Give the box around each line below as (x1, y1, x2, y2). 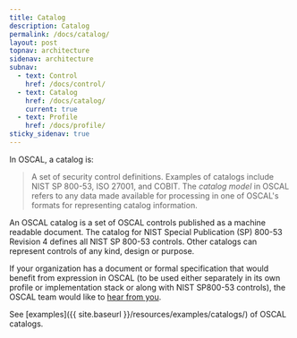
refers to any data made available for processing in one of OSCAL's (30, 190, 279, 201)
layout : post (9, 38, 58, 47)
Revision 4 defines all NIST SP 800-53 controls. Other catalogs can (9, 236, 258, 247)
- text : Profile (17, 113, 78, 122)
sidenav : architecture (9, 55, 94, 63)
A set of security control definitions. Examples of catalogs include (30, 171, 275, 182)
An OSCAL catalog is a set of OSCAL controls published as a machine (9, 216, 267, 228)
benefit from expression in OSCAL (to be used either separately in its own (9, 272, 281, 283)
